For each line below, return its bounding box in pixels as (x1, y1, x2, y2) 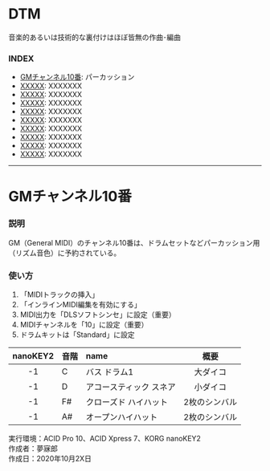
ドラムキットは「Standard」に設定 (19, 330, 135, 339)
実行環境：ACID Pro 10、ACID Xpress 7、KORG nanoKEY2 (8, 434, 201, 444)
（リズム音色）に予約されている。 (8, 248, 121, 258)
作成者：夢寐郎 (8, 444, 58, 453)
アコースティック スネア (85, 382, 176, 393)
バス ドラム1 (85, 367, 134, 378)
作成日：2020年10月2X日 (8, 454, 92, 464)
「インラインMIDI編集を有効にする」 (19, 300, 142, 310)
